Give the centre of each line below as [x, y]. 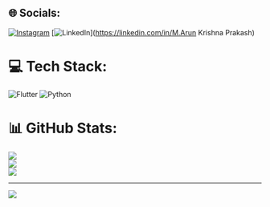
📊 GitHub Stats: [63, 128]
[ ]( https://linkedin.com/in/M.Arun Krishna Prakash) [153, 32]
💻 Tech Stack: [58, 67]
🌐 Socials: [35, 13]
